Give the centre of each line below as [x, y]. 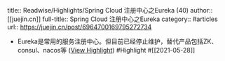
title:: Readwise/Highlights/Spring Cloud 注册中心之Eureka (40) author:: [110, 10]
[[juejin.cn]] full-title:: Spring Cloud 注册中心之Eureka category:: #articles [113, 19]
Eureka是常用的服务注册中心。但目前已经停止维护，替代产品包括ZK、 [117, 41]
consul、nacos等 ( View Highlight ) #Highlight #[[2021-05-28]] [106, 50]
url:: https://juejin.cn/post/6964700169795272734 [80, 27]
